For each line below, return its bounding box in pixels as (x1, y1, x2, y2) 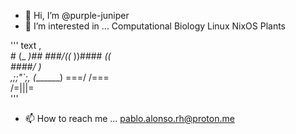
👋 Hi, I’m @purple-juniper (24, 10, 130, 21)
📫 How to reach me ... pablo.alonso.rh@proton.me (24, 113, 235, 124)
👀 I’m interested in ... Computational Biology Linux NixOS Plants (24, 20, 286, 32)
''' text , (10, 40, 42, 51)
